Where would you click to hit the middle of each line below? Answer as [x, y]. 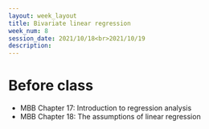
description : [30, 46]
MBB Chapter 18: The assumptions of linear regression [110, 117]
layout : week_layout [43, 16]
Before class [51, 86]
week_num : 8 [28, 31]
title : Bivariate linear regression [70, 23]
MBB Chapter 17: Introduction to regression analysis [106, 108]
